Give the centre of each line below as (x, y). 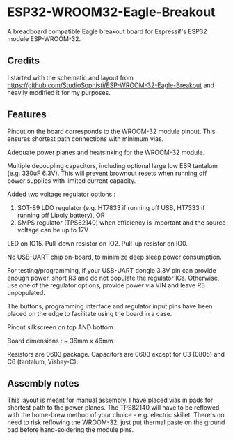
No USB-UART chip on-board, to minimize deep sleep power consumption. (115, 257)
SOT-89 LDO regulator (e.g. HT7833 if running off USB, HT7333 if (111, 207)
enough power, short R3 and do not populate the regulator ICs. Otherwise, (113, 278)
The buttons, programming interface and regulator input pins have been (110, 306)
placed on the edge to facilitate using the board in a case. (90, 313)
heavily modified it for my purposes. (59, 92)
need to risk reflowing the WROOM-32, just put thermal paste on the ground (116, 422)
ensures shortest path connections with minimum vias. (86, 139)
